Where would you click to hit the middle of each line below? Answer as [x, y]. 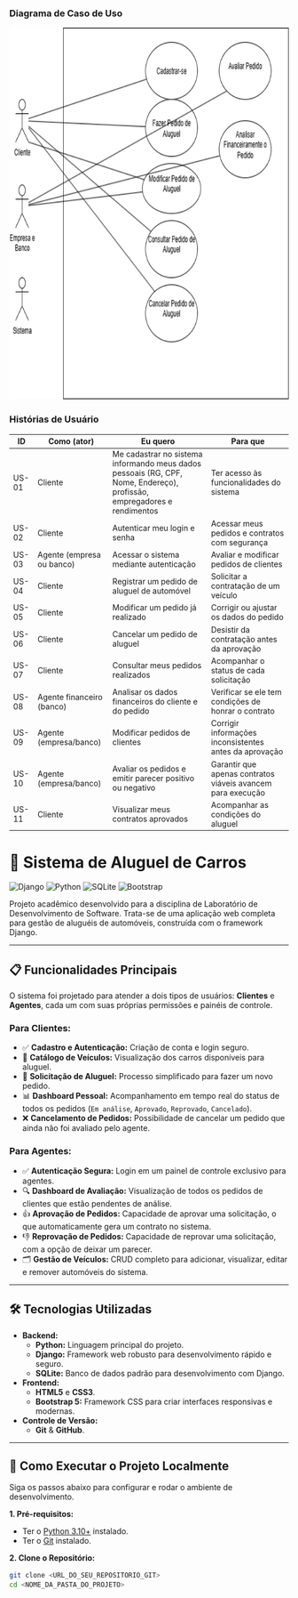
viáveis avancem [242, 783]
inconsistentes [238, 742]
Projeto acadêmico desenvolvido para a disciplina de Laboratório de [134, 904]
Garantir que [234, 764]
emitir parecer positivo [153, 779]
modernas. [55, 1411]
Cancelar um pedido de [155, 634]
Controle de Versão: [60, 1420]
